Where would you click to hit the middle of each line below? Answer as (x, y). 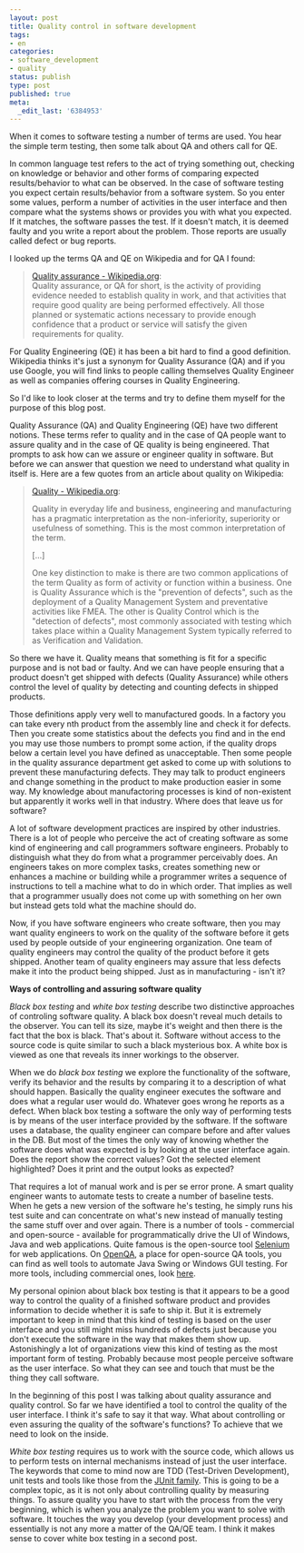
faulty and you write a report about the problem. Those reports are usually (148, 232)
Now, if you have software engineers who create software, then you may (145, 924)
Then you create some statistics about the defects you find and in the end (147, 734)
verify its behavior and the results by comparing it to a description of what (148, 1083)
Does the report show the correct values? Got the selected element (135, 1160)
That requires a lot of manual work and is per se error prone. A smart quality (152, 1187)
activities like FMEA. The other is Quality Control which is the (145, 612)
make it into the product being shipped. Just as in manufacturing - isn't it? (147, 972)
